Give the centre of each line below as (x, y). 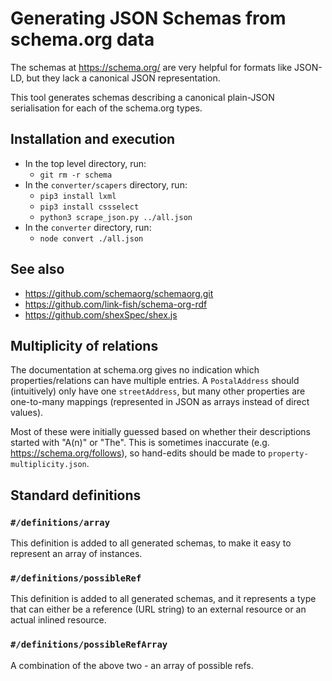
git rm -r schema (76, 175)
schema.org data (82, 39)
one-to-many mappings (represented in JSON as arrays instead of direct (160, 402)
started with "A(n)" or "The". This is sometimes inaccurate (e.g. (140, 443)
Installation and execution (93, 139)
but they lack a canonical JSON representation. (123, 78)
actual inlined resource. (58, 620)
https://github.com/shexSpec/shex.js (101, 314)
